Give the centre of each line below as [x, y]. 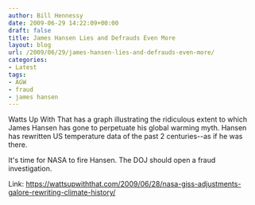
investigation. [30, 168]
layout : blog [30, 45]
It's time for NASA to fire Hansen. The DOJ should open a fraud [112, 161]
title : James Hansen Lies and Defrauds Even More [92, 38]
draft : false [30, 30]
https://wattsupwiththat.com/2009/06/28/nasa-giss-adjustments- [133, 184]
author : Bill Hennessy [46, 15]
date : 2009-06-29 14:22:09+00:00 [64, 23]
